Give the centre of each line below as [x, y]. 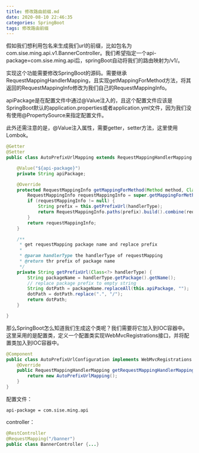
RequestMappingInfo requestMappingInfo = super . [89, 195]
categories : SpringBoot [36, 23]
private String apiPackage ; [51, 174]
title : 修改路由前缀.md [33, 12]
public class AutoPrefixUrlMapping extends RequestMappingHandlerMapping [99, 158]
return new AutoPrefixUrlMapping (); [73, 376]
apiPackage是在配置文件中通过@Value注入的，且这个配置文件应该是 [89, 101]
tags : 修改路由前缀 [28, 28]
